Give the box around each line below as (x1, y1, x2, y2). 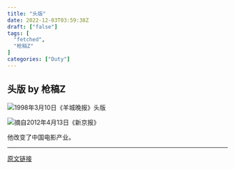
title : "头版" (7, 10, 47, 17)
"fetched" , (13, 36, 45, 43)
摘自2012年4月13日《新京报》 (14, 118, 100, 126)
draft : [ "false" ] (7, 23, 58, 30)
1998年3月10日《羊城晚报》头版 (14, 103, 106, 112)
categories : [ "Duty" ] (7, 56, 71, 63)
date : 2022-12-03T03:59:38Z (7, 17, 90, 24)
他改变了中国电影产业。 (7, 133, 75, 141)
